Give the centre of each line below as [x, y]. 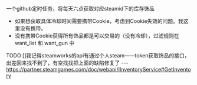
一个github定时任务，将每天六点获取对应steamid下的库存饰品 [80, 8]
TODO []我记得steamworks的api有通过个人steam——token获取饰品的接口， [98, 55]
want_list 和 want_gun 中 [45, 43]
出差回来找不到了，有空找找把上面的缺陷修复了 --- [67, 63]
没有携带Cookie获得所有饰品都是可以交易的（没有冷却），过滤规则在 [97, 36]
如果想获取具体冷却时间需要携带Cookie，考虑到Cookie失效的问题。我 [99, 21]
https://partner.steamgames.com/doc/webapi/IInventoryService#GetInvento [98, 69]
